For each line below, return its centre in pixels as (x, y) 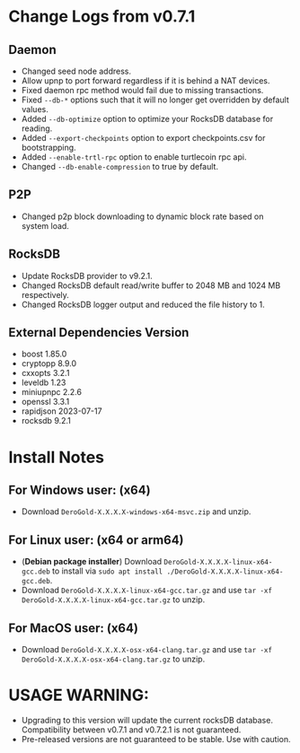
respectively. (45, 294)
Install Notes (57, 457)
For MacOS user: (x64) (73, 628)
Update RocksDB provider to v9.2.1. (87, 276)
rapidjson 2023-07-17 (62, 411)
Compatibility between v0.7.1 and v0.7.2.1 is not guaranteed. (131, 730)
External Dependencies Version (99, 333)
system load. (45, 225)
